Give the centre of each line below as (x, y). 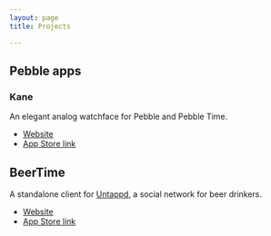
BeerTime (37, 172)
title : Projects (40, 26)
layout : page (34, 18)
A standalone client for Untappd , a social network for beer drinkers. (135, 194)
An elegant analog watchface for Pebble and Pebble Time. (119, 117)
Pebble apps (45, 70)
